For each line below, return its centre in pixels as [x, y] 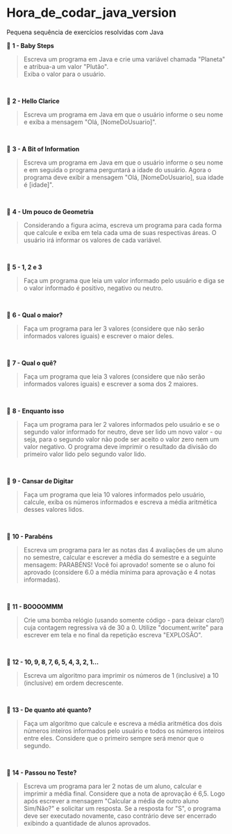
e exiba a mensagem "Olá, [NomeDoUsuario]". [90, 122]
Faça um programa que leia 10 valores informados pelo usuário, [115, 494]
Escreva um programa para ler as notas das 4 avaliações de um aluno [123, 549]
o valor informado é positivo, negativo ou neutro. [93, 288]
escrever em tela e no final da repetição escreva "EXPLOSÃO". [113, 635]
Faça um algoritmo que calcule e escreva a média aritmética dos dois [123, 723]
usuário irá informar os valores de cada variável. [92, 240]
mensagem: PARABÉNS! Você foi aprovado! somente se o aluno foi [119, 564]
